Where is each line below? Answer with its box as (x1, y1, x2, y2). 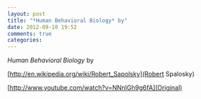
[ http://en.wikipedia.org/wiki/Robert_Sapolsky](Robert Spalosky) (7, 70, 195, 78)
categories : (7, 37, 42, 44)
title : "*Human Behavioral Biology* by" (7, 17, 128, 24)
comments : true (7, 30, 52, 37)
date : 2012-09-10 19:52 (7, 23, 78, 30)
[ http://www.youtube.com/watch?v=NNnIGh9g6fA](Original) (7, 83, 183, 92)
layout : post (7, 10, 46, 18)
